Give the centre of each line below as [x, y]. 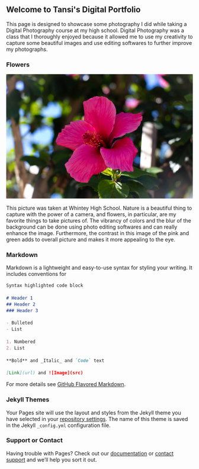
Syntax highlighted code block [45, 286]
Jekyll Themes [28, 400]
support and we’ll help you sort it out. [52, 460]
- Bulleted [20, 323]
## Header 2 [21, 304]
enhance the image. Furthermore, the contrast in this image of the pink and [98, 233]
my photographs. [27, 49]
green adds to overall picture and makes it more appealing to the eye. [91, 239]
